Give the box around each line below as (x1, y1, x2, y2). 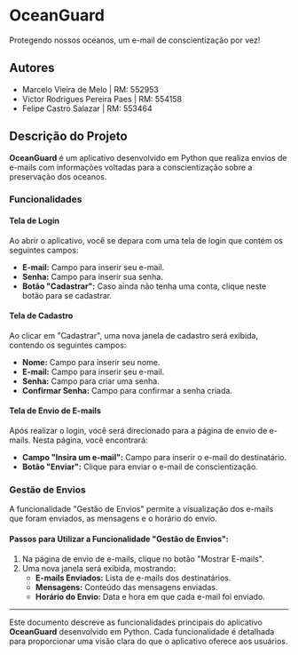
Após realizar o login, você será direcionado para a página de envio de (9, 426, 268, 436)
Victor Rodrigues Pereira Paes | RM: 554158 (21, 93, 183, 104)
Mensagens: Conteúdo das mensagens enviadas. (35, 581, 218, 592)
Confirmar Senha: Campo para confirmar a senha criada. (21, 385, 233, 395)
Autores (9, 60, 55, 76)
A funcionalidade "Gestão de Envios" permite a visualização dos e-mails (9, 504, 274, 515)
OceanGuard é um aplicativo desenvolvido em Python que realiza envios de (9, 152, 287, 163)
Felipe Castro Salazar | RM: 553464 (21, 103, 153, 114)
